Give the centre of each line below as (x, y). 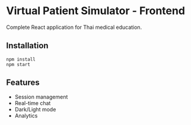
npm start (18, 64)
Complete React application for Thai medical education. (74, 27)
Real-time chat (33, 103)
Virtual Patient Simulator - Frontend (96, 11)
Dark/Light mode (35, 109)
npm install (21, 59)
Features (23, 83)
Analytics (26, 116)
